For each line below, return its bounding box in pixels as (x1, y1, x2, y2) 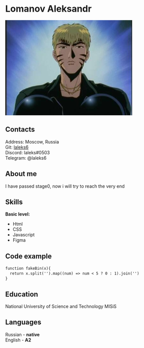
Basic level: (5, 211, 30, 217)
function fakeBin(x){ (5, 266, 51, 271)
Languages (5, 318, 42, 327)
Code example (5, 252, 52, 260)
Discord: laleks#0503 (5, 149, 50, 155)
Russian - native (5, 331, 40, 337)
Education (5, 290, 39, 298)
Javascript (12, 232, 35, 238)
